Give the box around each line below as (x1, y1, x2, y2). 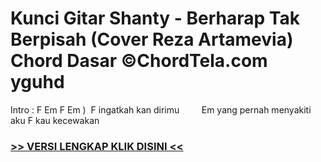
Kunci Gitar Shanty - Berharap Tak (10, 7, 300, 30)
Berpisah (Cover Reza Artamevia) (10, 28, 294, 51)
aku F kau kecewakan (10, 114, 100, 126)
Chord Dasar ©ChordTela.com (10, 50, 268, 72)
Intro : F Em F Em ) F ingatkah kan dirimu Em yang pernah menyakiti (10, 103, 312, 116)
